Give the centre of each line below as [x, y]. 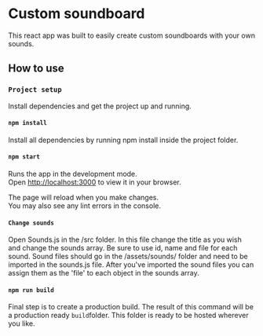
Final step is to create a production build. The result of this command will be [131, 307]
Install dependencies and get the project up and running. [100, 106]
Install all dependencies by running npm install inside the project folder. [123, 140]
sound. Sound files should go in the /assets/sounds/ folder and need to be [128, 257]
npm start [24, 157]
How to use [36, 69]
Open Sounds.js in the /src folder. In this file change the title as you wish [125, 239]
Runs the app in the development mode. [73, 174]
